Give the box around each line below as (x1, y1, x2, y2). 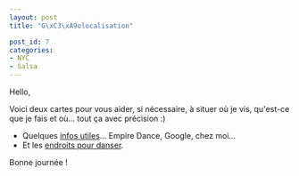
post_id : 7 (9, 37, 50, 46)
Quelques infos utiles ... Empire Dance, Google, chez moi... (21, 131, 237, 140)
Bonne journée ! (9, 157, 69, 167)
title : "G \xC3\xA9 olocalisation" (9, 21, 134, 30)
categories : (9, 45, 54, 54)
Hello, (9, 86, 31, 97)
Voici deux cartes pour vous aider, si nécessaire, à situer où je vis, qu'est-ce (9, 104, 290, 114)
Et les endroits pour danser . (21, 140, 124, 150)
